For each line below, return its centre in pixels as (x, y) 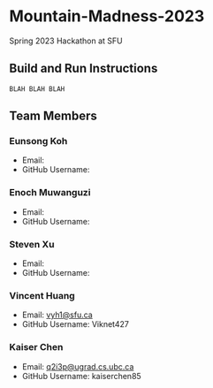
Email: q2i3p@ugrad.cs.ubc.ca (78, 366)
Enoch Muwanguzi (50, 193)
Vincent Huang (42, 295)
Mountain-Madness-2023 (107, 16)
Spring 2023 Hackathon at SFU (66, 41)
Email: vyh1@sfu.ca (57, 315)
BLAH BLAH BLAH (37, 89)
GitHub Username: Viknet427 (76, 324)
